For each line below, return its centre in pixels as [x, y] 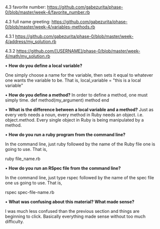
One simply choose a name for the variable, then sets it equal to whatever [79, 75]
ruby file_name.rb [23, 159]
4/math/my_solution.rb [28, 56]
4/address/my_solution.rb [31, 42]
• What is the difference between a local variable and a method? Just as [79, 110]
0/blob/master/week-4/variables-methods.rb [50, 27]
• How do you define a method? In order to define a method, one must [76, 95]
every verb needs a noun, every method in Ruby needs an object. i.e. [74, 115]
